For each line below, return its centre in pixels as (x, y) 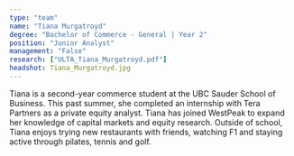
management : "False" (48, 51)
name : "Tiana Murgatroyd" (58, 26)
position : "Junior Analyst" (62, 43)
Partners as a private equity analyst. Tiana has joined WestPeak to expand (147, 113)
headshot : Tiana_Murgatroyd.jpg (70, 69)
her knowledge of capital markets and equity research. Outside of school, (146, 122)
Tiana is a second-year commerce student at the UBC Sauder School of (143, 93)
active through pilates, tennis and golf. (80, 142)
